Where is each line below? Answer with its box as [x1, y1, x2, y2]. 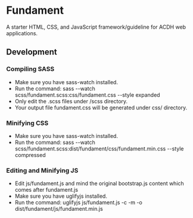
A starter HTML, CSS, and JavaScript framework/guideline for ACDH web [6, 23, 186, 30]
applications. [6, 29, 38, 36]
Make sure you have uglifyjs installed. [14, 192, 107, 200]
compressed [14, 151, 46, 158]
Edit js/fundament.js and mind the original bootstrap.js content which [14, 180, 185, 187]
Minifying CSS [6, 119, 49, 127]
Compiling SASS [6, 65, 55, 73]
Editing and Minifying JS [6, 166, 79, 174]
